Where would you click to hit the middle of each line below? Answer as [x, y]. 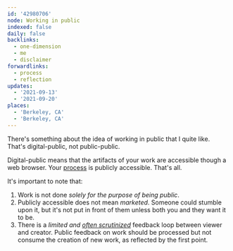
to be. [26, 217]
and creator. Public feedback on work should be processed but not [114, 232]
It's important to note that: [45, 181]
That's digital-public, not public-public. [64, 146]
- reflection [33, 79]
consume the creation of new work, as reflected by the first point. [113, 240]
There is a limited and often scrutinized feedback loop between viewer [120, 225]
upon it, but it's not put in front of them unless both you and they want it [122, 209]
